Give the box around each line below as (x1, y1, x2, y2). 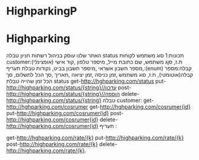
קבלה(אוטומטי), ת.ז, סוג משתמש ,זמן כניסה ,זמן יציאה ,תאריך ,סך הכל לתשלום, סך (6, 71, 194, 78)
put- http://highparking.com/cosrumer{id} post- (6, 110, 124, 117)
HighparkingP (6, 4, 77, 18)
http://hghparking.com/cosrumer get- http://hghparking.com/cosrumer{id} (6, 103, 191, 110)
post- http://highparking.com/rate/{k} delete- (6, 141, 118, 148)
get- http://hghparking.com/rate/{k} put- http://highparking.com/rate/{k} (6, 134, 184, 141)
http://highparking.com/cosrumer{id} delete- (6, 116, 118, 123)
